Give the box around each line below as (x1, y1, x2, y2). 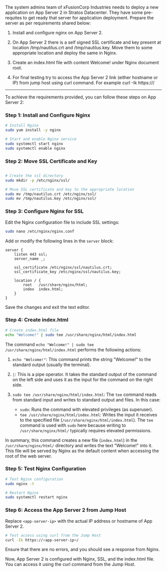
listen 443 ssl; (14, 252, 48, 257)
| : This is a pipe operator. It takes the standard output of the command (12, 371, 157, 377)
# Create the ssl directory (5, 173, 64, 178)
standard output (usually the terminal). (12, 362, 91, 368)
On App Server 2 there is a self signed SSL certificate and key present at (12, 39, 162, 45)
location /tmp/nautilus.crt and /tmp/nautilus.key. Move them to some (12, 45, 153, 50)
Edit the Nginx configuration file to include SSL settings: (5, 219, 120, 225)
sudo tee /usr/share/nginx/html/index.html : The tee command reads (12, 391, 157, 397)
